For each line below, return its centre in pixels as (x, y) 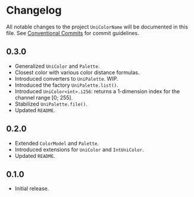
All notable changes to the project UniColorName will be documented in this (97, 27)
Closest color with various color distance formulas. (77, 72)
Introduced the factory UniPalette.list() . (67, 85)
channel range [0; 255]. (44, 97)
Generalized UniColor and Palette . (57, 66)
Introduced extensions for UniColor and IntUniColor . (79, 150)
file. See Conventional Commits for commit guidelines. (73, 33)
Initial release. (32, 189)
